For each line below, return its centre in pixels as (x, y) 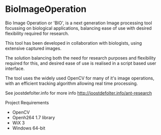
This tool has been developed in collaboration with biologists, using (74, 43)
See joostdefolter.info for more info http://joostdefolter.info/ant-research (79, 93)
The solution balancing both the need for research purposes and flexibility (80, 58)
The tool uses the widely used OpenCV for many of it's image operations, (80, 78)
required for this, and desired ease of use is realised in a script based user (81, 63)
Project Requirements (27, 102)
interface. (15, 68)
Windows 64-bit (29, 128)
